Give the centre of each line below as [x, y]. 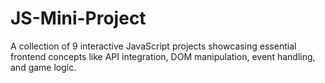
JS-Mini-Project [78, 18]
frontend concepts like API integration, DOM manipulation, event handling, [163, 56]
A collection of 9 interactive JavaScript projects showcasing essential [153, 46]
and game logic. [43, 67]
